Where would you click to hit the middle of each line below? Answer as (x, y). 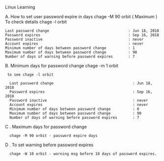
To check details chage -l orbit (36, 22)
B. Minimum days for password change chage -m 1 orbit (62, 66)
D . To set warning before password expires (49, 145)
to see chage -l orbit (30, 75)
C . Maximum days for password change (46, 127)
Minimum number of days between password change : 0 (74, 109)
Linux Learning (20, 7)
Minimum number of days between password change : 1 (70, 48)
